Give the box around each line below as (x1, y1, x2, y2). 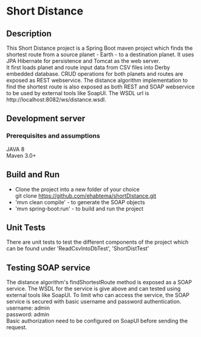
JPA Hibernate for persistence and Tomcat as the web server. (6, 58, 160, 64)
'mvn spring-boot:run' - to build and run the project (15, 205, 144, 212)
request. (6, 324, 27, 331)
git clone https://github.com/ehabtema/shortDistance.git (15, 192, 157, 199)
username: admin (6, 304, 50, 312)
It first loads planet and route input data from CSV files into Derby (6, 64, 170, 71)
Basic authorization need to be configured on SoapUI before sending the (6, 317, 188, 325)
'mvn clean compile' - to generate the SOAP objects (15, 198, 146, 205)
